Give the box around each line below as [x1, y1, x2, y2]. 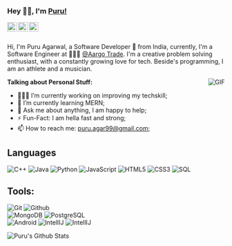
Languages [7, 146, 57, 158]
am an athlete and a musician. [7, 65, 93, 73]
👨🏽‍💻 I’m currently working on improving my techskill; [17, 91, 168, 100]
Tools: [7, 185, 35, 197]
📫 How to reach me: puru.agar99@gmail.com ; [17, 124, 151, 133]
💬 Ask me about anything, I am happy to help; [17, 106, 147, 115]
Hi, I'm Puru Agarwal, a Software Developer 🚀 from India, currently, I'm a [7, 43, 213, 51]
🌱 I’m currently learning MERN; [17, 99, 105, 107]
